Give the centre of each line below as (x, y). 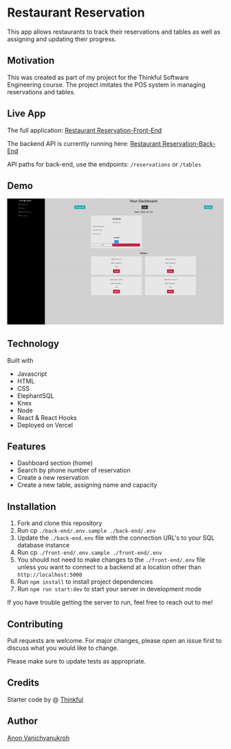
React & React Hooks (47, 417)
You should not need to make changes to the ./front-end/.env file (111, 560)
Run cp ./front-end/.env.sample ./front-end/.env (90, 553)
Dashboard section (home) (55, 463)
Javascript (32, 374)
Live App (26, 114)
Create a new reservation (53, 478)
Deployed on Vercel (45, 425)
